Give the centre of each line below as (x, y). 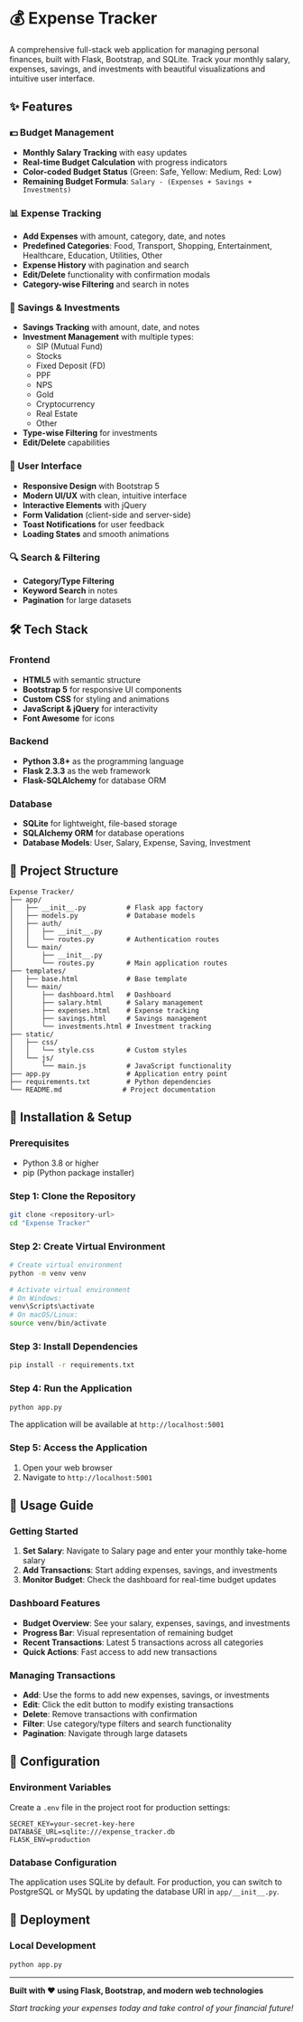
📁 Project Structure (64, 871)
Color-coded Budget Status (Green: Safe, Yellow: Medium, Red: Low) (152, 171)
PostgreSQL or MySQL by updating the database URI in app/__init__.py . (144, 1891)
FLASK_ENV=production (50, 1839)
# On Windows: (36, 1298)
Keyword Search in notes (70, 591)
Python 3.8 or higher (60, 1163)
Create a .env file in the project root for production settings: (120, 1807)
